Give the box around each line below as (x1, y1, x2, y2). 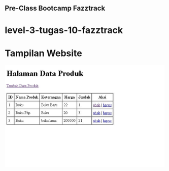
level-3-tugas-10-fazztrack (5, 24, 123, 36)
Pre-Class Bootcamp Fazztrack (5, 4, 106, 13)
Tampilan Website (5, 48, 82, 59)
